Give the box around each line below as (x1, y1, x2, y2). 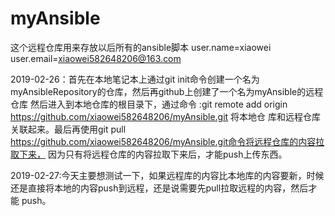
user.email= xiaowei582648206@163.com (10, 52, 182, 64)
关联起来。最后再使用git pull (10, 123, 127, 135)
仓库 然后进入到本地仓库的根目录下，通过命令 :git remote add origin (10, 98, 288, 110)
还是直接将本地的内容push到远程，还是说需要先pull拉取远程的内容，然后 (10, 182, 309, 194)
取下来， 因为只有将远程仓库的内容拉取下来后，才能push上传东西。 (10, 148, 288, 160)
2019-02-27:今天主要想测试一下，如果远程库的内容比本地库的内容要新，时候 (10, 169, 325, 181)
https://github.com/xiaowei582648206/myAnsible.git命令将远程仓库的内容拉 (10, 135, 325, 147)
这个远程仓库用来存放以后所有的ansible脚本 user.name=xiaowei (10, 41, 272, 53)
